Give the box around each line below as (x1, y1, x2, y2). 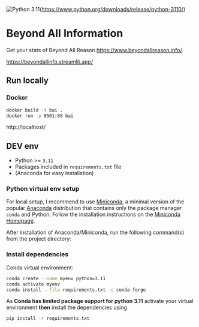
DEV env (6, 141, 39, 151)
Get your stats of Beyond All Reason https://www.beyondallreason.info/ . (6, 46, 184, 53)
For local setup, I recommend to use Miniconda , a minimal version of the (6, 198, 185, 205)
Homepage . (6, 217, 35, 224)
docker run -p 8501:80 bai (6, 113, 74, 119)
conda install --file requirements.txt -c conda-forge (6, 287, 146, 293)
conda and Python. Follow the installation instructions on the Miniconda (6, 211, 181, 218)
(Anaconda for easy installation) (14, 170, 94, 177)
